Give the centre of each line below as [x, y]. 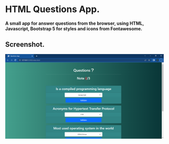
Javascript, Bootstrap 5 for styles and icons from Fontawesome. [74, 28]
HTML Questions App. [53, 9]
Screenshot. [25, 45]
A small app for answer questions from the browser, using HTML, [75, 23]
